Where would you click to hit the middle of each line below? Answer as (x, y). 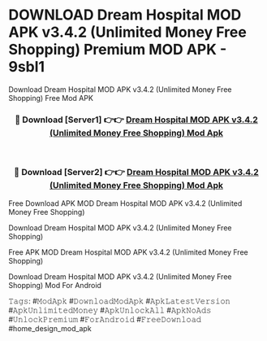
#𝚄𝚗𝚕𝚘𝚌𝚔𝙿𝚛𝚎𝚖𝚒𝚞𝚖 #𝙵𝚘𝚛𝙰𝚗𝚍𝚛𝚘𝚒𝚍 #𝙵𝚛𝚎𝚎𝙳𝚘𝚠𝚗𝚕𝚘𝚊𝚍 (105, 319)
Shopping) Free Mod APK (51, 98)
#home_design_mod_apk (50, 328)
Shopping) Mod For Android (55, 285)
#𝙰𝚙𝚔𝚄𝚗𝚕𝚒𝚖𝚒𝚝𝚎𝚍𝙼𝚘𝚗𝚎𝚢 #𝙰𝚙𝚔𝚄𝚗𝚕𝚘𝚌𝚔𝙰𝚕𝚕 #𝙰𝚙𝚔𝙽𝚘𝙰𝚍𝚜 (110, 310)
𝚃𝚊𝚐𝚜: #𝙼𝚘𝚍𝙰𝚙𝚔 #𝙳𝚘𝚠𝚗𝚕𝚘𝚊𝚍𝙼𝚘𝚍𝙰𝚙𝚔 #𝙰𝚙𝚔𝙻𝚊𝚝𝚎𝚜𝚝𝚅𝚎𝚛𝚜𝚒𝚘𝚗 (120, 301)
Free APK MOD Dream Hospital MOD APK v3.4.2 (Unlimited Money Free (129, 252)
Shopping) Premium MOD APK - (118, 50)
